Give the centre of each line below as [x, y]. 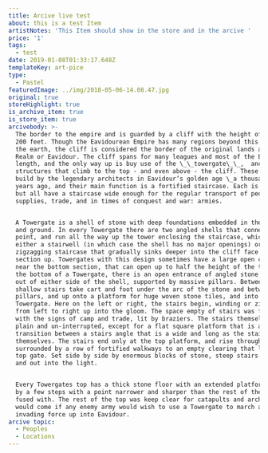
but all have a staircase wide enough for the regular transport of [132, 193]
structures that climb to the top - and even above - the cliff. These [137, 171]
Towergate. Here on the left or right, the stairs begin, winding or [133, 304]
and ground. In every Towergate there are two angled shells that [128, 230]
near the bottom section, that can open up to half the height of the [135, 267]
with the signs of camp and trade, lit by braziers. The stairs [124, 319]
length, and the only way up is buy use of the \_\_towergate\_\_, [130, 164]
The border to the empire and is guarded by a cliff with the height [133, 134]
